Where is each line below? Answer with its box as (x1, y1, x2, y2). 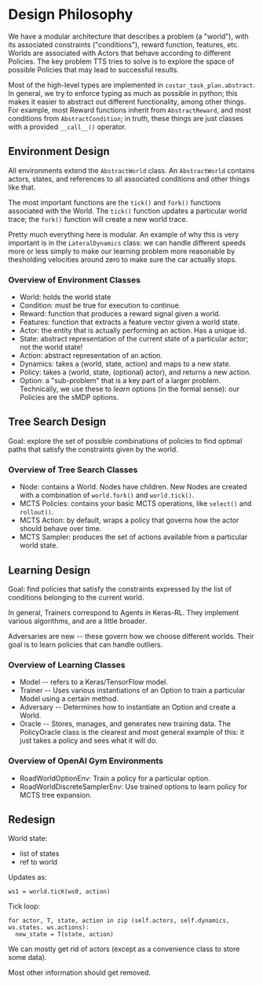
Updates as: (8, 872, 47, 882)
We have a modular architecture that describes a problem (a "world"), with (8, 31, 249, 41)
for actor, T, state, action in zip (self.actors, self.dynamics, (8, 917, 230, 925)
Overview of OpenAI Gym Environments (8, 755, 163, 766)
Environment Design (8, 145, 110, 158)
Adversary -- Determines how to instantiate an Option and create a (19, 703, 236, 712)
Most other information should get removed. (8, 968, 152, 977)
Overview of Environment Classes (8, 274, 141, 285)
